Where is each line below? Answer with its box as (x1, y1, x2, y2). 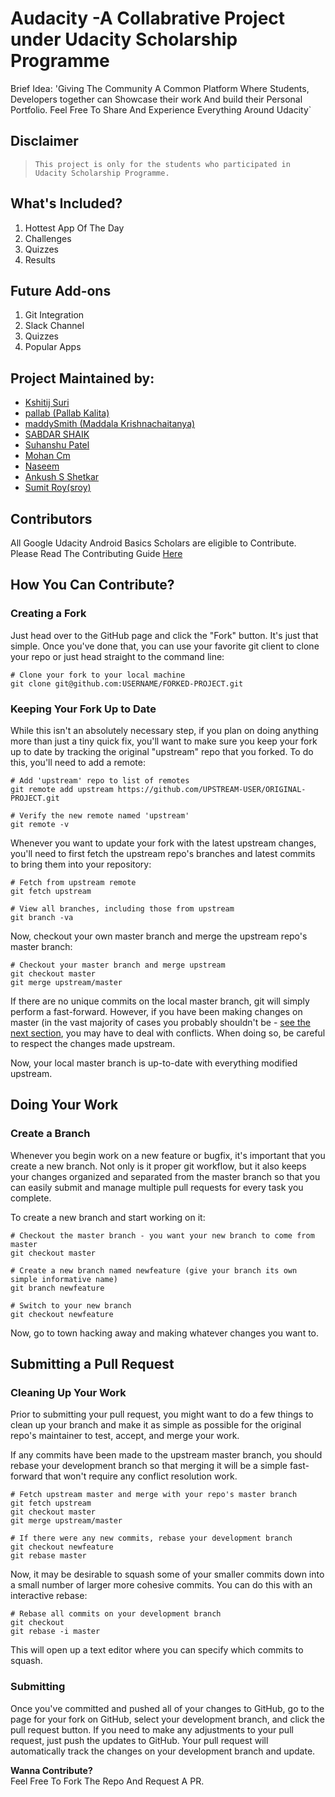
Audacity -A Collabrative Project (10, 7, 286, 30)
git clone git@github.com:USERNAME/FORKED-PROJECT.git (10, 678, 244, 689)
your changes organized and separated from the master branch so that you (10, 1170, 321, 1182)
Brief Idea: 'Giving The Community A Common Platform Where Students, (10, 82, 310, 94)
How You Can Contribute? (10, 577, 175, 594)
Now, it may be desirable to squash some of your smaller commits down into (10, 1568, 325, 1581)
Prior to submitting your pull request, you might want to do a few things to (10, 1408, 314, 1421)
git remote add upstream (10, 784, 114, 794)
